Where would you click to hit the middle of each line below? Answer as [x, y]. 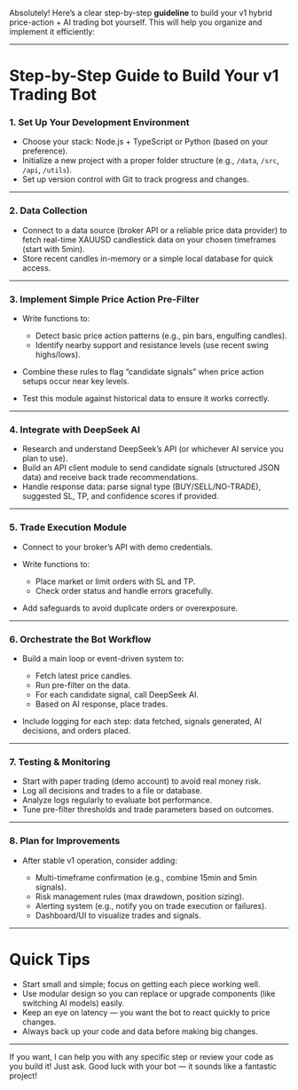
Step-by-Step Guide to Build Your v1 [144, 76]
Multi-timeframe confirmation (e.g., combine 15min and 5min [146, 877]
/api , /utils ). [47, 170]
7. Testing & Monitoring [60, 762]
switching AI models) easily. [73, 1003]
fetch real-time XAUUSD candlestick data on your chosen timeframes [149, 240]
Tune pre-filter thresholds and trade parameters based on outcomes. [148, 810]
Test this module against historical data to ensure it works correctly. [146, 399]
